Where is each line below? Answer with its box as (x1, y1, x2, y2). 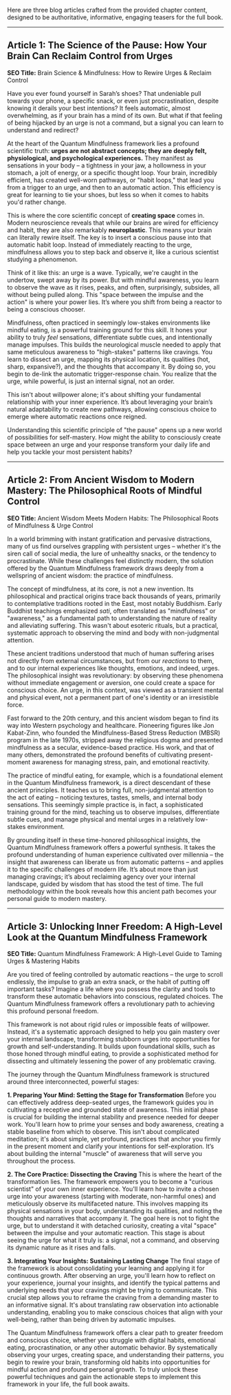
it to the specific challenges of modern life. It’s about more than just (7, 865, 198, 873)
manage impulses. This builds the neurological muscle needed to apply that (7, 340, 221, 349)
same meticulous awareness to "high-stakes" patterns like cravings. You (7, 347, 213, 356)
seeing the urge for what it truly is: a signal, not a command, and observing (7, 1236, 220, 1245)
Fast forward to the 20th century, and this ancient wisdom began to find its (7, 713, 219, 722)
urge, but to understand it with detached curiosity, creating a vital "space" (7, 1221, 217, 1230)
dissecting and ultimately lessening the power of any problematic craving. (7, 1057, 217, 1066)
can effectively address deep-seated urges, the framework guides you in (7, 1099, 214, 1107)
